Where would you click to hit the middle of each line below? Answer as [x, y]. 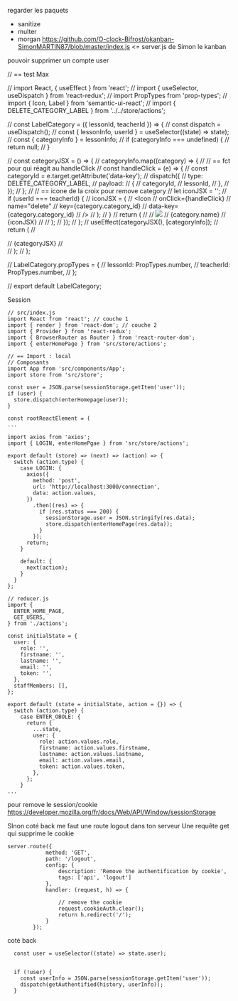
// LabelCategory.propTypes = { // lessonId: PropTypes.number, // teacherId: [119, 265]
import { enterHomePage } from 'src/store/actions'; [87, 344]
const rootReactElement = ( [49, 418]
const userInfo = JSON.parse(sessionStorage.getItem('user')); [116, 978]
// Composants [28, 362]
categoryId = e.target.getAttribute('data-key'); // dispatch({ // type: [105, 176]
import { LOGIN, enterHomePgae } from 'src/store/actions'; [98, 443]
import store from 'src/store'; [55, 375]
